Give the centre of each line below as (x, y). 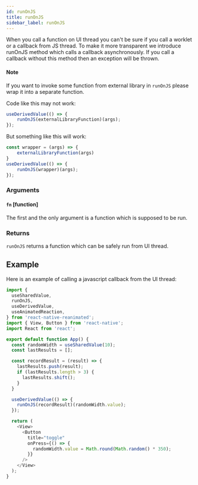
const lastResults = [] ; (42, 350)
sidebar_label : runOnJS (36, 23)
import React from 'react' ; (41, 328)
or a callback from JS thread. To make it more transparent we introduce (94, 46)
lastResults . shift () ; (49, 377)
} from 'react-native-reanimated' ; (50, 318)
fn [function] (22, 204)
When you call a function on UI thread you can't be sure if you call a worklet (99, 40)
